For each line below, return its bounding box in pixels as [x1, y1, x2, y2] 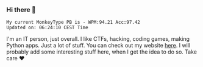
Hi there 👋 [6, 5, 37, 14]
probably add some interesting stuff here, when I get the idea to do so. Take [6, 48, 197, 55]
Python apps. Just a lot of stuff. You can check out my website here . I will [6, 42, 191, 49]
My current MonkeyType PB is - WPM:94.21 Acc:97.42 [6, 19, 140, 26]
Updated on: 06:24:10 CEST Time [6, 24, 88, 31]
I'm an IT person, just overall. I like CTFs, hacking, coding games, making [6, 35, 190, 43]
